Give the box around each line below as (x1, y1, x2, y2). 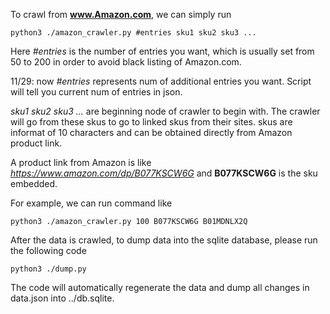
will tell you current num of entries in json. (10, 86, 183, 98)
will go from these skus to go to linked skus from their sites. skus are (10, 116, 293, 128)
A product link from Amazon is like (10, 157, 152, 168)
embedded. (10, 178, 58, 189)
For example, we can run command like (10, 197, 173, 209)
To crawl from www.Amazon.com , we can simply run (10, 9, 232, 20)
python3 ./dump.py (10, 264, 87, 274)
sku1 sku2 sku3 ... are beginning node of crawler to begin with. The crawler (10, 105, 321, 117)
